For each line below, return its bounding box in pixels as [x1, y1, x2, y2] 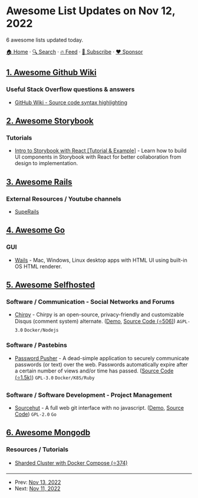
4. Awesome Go [6, 225, 65, 235]
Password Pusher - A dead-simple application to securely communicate [14, 354, 190, 362]
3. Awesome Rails [6, 176, 72, 187]
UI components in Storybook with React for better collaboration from [14, 153, 181, 160]
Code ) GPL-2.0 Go [14, 410, 57, 417]
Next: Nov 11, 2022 [14, 484, 61, 492]
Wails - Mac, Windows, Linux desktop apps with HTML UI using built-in [14, 256, 187, 264]
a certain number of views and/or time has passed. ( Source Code [14, 367, 174, 374]
